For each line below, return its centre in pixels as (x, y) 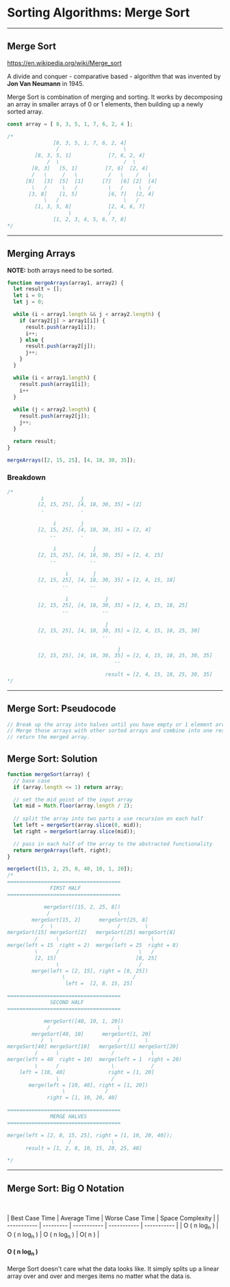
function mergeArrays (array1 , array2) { (66, 283)
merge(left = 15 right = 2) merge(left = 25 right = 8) (93, 946)
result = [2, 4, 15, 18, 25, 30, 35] (159, 674)
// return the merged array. (49, 737)
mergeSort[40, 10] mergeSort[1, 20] (92, 1034)
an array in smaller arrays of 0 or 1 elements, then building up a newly (105, 104)
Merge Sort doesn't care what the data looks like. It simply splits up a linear (113, 1268)
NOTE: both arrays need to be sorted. (60, 270)
